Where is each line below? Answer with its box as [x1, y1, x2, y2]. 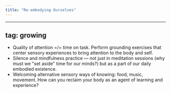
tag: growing [5, 31, 47, 40]
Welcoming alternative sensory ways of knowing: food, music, [12, 72, 144, 78]
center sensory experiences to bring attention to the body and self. [12, 50, 153, 56]
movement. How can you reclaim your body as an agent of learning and [12, 77, 163, 83]
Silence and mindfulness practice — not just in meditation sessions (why [12, 55, 165, 61]
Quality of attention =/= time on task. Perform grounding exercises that [12, 44, 162, 51]
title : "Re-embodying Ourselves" [5, 7, 76, 13]
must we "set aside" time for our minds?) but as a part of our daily [12, 60, 151, 67]
